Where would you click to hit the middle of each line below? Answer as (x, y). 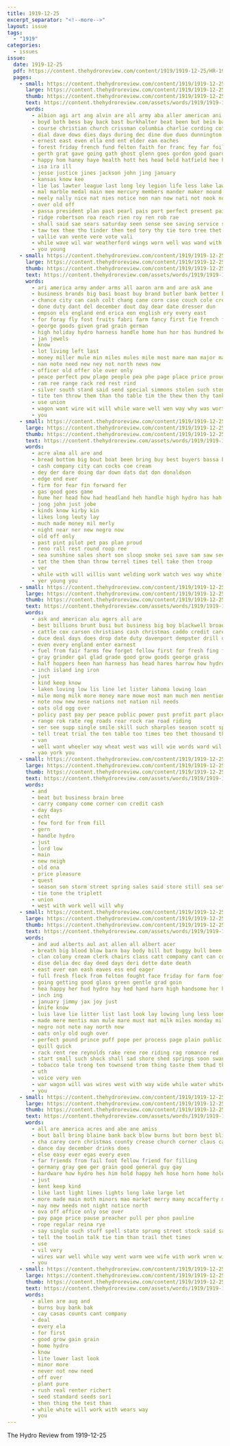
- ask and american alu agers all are (87, 619)
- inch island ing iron (65, 670)
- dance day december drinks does (81, 1148)
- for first (49, 1333)
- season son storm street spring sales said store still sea (122, 887)
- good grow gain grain (65, 1339)
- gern (41, 829)
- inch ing (47, 995)
